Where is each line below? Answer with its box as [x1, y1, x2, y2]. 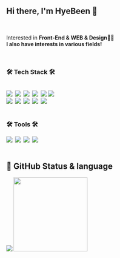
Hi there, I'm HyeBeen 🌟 [6, 6, 98, 16]
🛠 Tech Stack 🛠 [6, 67, 56, 76]
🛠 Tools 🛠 [6, 120, 38, 129]
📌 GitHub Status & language [6, 161, 113, 171]
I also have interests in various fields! [6, 40, 102, 47]
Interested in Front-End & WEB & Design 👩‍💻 [6, 34, 115, 41]
